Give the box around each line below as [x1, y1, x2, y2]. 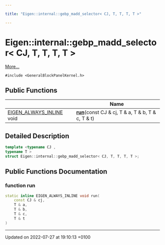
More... [5, 63, 20, 69]
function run [5, 182, 36, 189]
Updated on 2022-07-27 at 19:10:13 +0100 [5, 234, 91, 240]
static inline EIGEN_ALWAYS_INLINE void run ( [5, 193, 100, 198]
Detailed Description [5, 132, 70, 140]
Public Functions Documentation [5, 168, 108, 176]
